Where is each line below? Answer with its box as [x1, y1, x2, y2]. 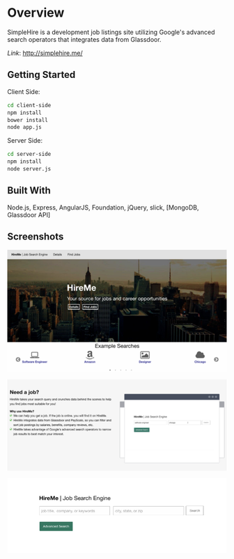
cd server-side [7, 151, 52, 158]
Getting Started [7, 69, 76, 81]
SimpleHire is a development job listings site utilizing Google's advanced [7, 28, 215, 36]
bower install [7, 116, 49, 123]
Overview [7, 5, 65, 21]
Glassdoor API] [7, 210, 51, 219]
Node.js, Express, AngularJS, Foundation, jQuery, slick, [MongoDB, [7, 203, 199, 212]
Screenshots [7, 231, 64, 243]
